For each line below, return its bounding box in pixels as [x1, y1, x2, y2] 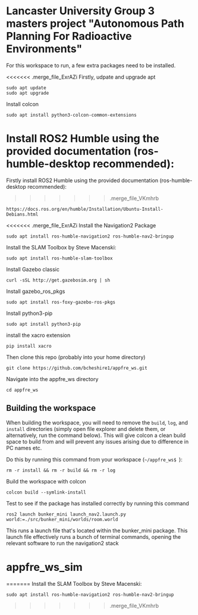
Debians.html [6, 211, 39, 217]
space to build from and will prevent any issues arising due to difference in [6, 438, 189, 445]
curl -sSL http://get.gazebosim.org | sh [6, 277, 111, 283]
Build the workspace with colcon [6, 477, 86, 485]
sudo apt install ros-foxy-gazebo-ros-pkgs [6, 299, 116, 305]
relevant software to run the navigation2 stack [6, 539, 119, 547]
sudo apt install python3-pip [6, 321, 81, 327]
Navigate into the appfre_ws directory [6, 375, 99, 382]
